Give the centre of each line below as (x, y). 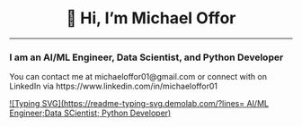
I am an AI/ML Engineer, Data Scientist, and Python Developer (147, 57)
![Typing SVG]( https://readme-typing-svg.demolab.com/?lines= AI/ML (139, 104)
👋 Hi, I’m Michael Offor (151, 18)
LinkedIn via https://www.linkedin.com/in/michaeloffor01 (114, 86)
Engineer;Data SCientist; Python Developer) (90, 113)
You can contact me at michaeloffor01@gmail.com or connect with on (138, 77)
